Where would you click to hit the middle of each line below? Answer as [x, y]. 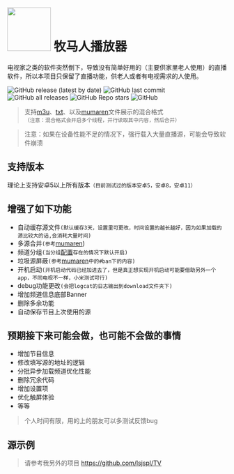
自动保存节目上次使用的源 [54, 312]
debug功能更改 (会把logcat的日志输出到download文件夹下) [95, 285]
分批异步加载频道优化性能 [54, 371]
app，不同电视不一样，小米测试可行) [62, 278]
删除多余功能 [36, 303]
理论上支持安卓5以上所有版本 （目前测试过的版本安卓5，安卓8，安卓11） [102, 185]
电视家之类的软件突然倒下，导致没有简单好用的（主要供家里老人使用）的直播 [117, 67]
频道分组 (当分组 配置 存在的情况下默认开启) [72, 252]
